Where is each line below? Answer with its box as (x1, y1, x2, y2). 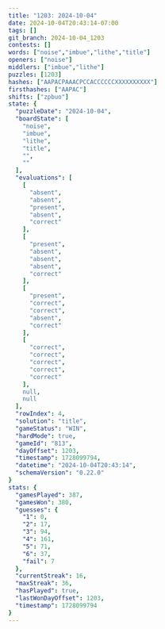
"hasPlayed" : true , (15, 587, 80, 595)
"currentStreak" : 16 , (15, 572, 87, 580)
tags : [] (8, 26, 37, 34)
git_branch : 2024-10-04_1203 (8, 33, 105, 42)
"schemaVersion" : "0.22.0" (15, 469, 105, 477)
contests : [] (8, 41, 52, 49)
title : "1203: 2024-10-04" (8, 11, 98, 20)
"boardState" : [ (15, 115, 69, 123)
